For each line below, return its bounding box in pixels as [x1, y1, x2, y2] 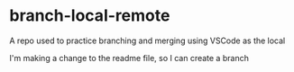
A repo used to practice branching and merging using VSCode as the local [9, 35, 286, 46]
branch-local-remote [9, 5, 170, 26]
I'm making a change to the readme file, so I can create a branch [9, 52, 250, 63]
